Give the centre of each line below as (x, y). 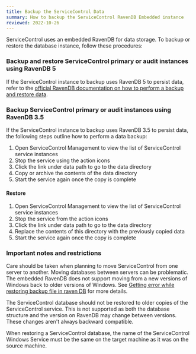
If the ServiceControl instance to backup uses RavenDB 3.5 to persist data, (97, 130)
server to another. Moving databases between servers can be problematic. (97, 272)
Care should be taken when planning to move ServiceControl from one (92, 266)
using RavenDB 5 (31, 69)
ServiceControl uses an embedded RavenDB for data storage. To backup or (98, 40)
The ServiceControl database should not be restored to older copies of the (97, 303)
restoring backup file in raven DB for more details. (67, 291)
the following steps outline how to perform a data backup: (77, 136)
